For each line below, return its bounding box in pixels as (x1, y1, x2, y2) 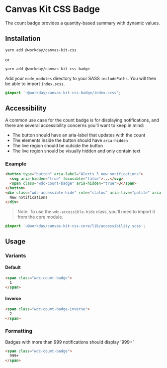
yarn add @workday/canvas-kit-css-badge (5, 66, 90, 71)
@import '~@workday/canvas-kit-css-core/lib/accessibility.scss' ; (5, 223, 146, 229)
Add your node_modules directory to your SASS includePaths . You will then (5, 75, 157, 81)
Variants (5, 252, 26, 259)
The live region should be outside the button (12, 143, 103, 149)
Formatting (5, 328, 33, 335)
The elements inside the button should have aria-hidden (12, 137, 128, 143)
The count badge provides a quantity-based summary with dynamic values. (5, 20, 160, 26)
